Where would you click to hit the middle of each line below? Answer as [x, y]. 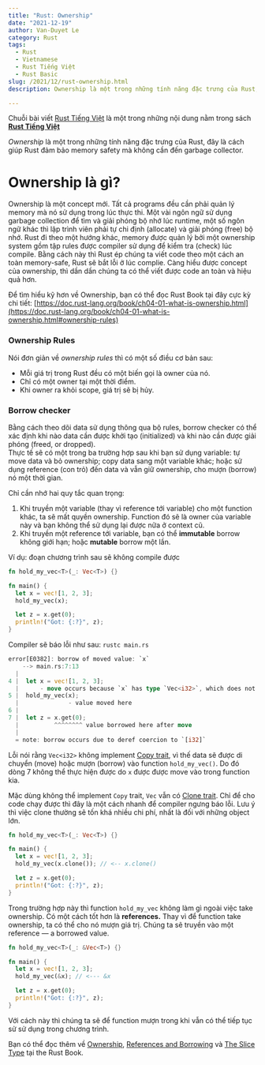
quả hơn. [22, 279]
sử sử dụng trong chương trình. [59, 1029]
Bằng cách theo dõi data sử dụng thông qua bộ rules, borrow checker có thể [132, 427]
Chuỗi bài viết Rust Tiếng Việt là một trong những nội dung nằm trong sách [130, 118]
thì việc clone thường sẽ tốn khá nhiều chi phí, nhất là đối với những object [129, 812]
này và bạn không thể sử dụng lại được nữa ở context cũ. [112, 525]
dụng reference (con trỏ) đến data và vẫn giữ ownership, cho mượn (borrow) [132, 469]
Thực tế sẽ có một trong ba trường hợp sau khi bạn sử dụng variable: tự [124, 452]
